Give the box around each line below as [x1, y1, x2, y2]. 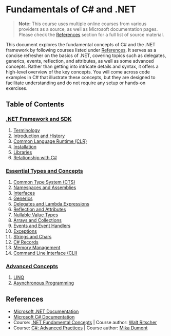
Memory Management [13, 244, 61, 250]
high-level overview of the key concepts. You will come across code [6, 68, 150, 75]
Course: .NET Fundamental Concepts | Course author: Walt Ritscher [13, 320, 157, 326]
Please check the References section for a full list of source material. [18, 31, 164, 38]
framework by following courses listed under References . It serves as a [6, 47, 157, 53]
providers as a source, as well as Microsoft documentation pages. [18, 26, 158, 32]
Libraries [13, 149, 32, 155]
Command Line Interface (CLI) [13, 250, 78, 256]
